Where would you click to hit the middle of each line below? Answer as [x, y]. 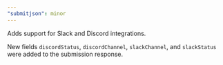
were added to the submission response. [65, 54]
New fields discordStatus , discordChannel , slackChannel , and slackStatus [112, 46]
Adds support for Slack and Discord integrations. [77, 33]
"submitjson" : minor [37, 13]
